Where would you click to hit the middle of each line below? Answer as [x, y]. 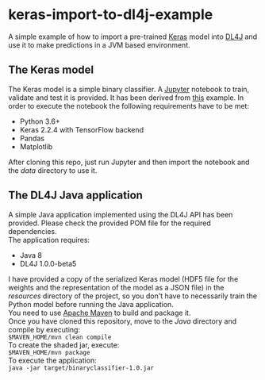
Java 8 [31, 255]
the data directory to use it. [53, 170]
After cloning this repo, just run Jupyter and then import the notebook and [129, 162]
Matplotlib [36, 146]
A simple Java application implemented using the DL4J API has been [121, 214]
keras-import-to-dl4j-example [111, 15]
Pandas [32, 138]
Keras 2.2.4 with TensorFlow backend [82, 129]
